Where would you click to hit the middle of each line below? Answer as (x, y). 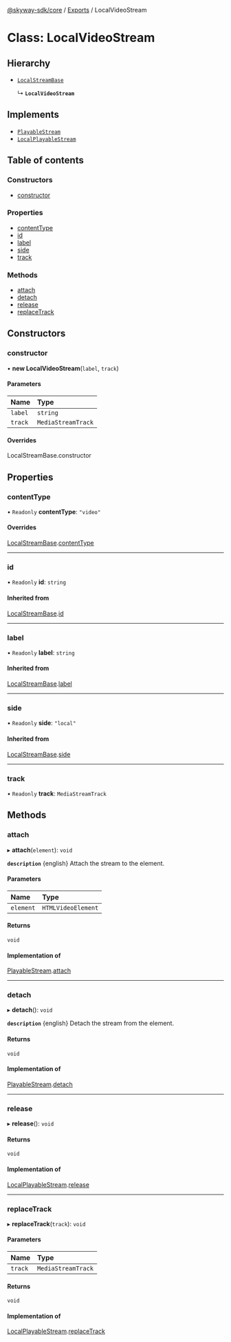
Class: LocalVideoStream (81, 38)
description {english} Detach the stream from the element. (90, 1024)
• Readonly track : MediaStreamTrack (57, 793)
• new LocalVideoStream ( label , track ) (63, 368)
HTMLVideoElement (70, 908)
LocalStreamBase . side (39, 754)
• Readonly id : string (37, 582)
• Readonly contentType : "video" (54, 511)
